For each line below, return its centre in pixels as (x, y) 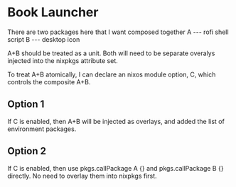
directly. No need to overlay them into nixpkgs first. (82, 176)
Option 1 (26, 104)
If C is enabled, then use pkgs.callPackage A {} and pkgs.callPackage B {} (116, 168)
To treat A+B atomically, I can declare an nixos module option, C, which (112, 74)
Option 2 (27, 151)
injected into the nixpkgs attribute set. (63, 60)
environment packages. (42, 129)
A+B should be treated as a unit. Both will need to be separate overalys (111, 53)
